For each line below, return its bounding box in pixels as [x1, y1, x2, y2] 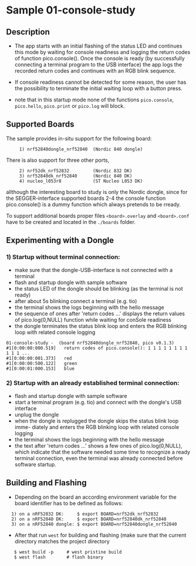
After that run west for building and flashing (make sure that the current [14, 531, 187, 538]
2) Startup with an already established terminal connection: [6, 379, 180, 387]
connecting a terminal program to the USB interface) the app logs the [14, 61, 183, 68]
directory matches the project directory [14, 537, 110, 545]
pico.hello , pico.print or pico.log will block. [14, 103, 125, 109]
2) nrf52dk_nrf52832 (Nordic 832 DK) [19, 168, 133, 173]
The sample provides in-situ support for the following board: [6, 135, 152, 142]
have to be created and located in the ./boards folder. [6, 218, 136, 226]
